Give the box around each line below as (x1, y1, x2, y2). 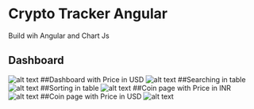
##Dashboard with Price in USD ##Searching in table (40, 74, 246, 84)
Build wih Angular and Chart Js (8, 31, 110, 40)
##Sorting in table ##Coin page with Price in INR (40, 83, 232, 92)
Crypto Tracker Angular (8, 5, 168, 23)
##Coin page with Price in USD (40, 92, 142, 101)
